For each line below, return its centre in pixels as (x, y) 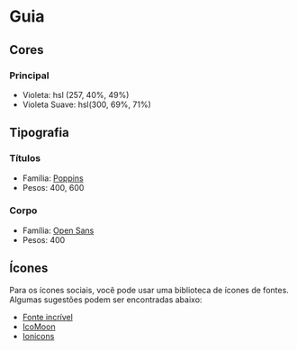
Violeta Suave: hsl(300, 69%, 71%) (86, 104)
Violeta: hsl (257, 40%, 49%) (76, 94)
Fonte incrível (48, 317)
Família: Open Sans (58, 230)
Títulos (25, 158)
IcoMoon (39, 327)
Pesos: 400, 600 (53, 187)
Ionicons (38, 336)
